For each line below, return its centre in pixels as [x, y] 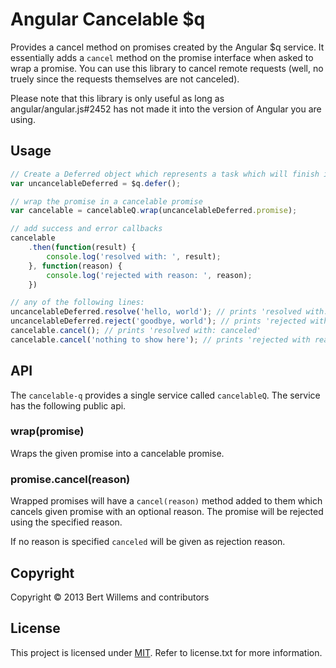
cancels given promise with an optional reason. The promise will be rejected [167, 512]
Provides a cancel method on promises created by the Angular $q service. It [167, 47]
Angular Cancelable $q [108, 19]
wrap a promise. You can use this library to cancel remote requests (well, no [167, 68]
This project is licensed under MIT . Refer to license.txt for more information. [166, 652]
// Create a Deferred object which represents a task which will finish [165, 174]
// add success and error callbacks [86, 229]
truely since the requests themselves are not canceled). [125, 79]
